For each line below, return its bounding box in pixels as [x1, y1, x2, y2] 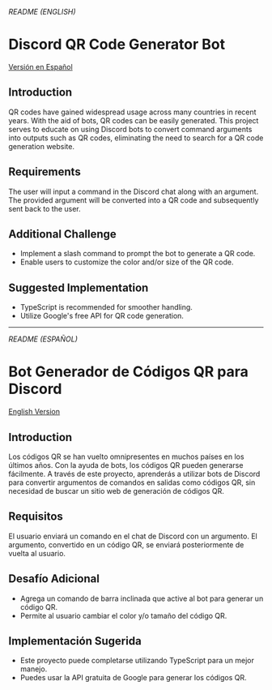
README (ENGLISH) [8, 7, 76, 16]
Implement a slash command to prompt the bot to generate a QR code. [19, 249, 256, 259]
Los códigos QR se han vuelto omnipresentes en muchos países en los [8, 452, 244, 461]
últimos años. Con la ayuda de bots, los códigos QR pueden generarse [8, 460, 244, 469]
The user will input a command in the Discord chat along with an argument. [8, 186, 259, 196]
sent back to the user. [8, 204, 81, 213]
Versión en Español [8, 62, 73, 71]
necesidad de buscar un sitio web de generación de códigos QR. [8, 486, 224, 495]
